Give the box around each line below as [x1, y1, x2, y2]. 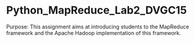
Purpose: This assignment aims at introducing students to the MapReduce [6, 23, 190, 30]
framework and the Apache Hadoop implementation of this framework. [6, 29, 181, 36]
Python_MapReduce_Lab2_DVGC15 [6, 4, 187, 17]
